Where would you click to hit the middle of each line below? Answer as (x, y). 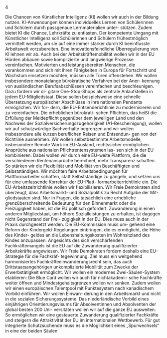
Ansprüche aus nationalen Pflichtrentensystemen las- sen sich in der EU (79, 150)
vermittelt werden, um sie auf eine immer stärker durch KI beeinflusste (78, 44)
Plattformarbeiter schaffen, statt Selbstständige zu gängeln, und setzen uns (83, 177)
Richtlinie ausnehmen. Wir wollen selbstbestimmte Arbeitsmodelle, (74, 139)
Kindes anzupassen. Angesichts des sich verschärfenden (64, 240)
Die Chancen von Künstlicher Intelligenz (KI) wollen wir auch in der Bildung (82, 17)
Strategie (14, 256)
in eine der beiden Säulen (31, 331)
